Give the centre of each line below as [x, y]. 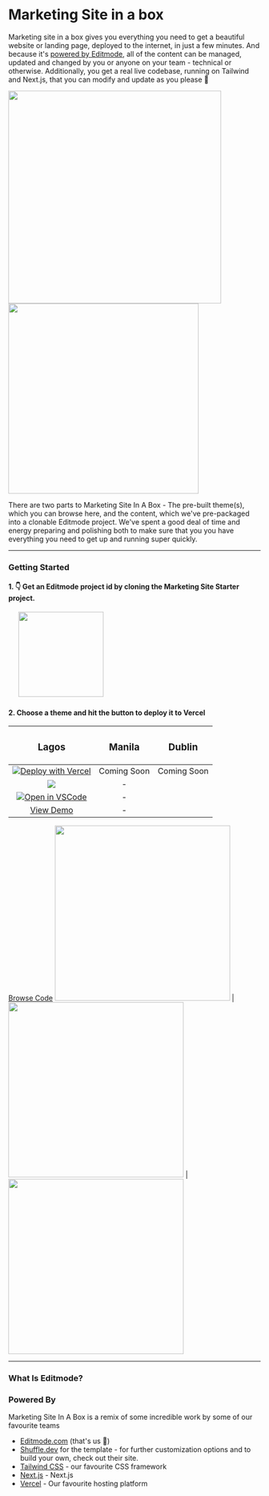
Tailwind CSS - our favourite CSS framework [93, 1466]
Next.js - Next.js [46, 1475]
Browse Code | [121, 998]
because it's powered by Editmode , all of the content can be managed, [125, 54]
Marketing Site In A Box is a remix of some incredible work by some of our [130, 1417]
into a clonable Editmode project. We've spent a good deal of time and [124, 521]
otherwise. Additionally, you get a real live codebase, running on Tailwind [129, 70]
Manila [124, 747]
